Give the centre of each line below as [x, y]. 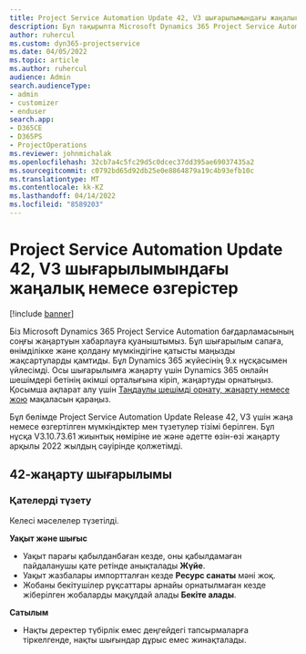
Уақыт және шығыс [49, 538]
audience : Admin [40, 78]
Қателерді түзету [51, 501]
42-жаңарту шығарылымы [91, 475]
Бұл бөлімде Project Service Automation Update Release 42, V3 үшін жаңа [151, 417]
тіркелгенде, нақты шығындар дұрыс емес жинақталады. [134, 639]
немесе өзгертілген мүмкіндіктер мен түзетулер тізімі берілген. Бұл [142, 426]
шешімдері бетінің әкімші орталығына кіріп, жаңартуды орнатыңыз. [142, 379]
